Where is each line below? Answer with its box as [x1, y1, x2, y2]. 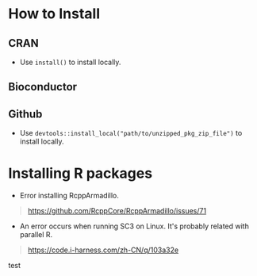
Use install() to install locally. [19, 57, 121, 67]
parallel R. [19, 230, 53, 240]
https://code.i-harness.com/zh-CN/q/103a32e [27, 245, 179, 255]
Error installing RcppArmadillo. [19, 191, 119, 201]
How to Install [8, 5, 101, 23]
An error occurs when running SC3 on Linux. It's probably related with [19, 221, 250, 231]
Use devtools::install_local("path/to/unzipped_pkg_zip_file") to [19, 128, 243, 138]
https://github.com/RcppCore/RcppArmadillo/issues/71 [27, 206, 207, 216]
